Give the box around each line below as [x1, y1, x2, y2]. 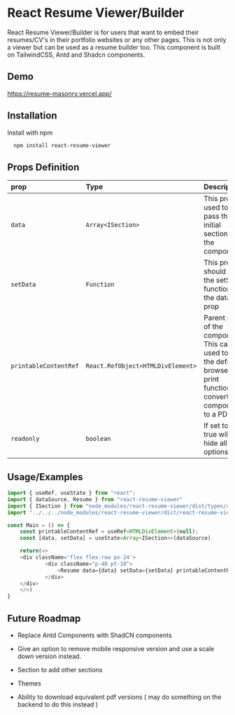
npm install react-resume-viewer [13, 142, 111, 149]
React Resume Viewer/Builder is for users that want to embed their [7, 28, 199, 36]
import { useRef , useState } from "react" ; [7, 489, 136, 497]
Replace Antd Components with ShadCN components [17, 631, 173, 639]
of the [204, 322, 224, 332]
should [204, 266, 226, 276]
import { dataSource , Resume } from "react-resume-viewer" [7, 496, 183, 503]
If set [204, 421, 220, 430]
